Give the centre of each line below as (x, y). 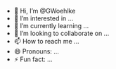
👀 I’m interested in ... (44, 18)
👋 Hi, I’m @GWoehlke (45, 11)
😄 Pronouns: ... (37, 51)
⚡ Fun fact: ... (33, 59)
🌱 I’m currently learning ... (51, 26)
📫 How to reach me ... (46, 41)
